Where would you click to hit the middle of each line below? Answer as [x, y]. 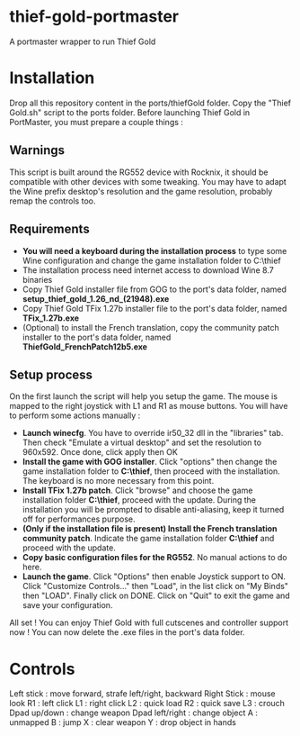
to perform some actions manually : [75, 415]
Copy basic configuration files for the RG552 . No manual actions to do [154, 558]
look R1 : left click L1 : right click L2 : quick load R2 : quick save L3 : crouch [147, 704]
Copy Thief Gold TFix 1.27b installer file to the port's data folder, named [154, 308]
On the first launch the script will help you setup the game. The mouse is [144, 396]
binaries [37, 279]
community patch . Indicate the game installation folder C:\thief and [148, 539]
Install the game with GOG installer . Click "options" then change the [150, 462]
